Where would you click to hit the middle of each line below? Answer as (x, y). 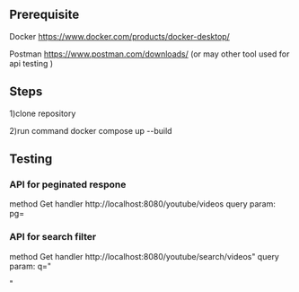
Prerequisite (44, 15)
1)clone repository (43, 113)
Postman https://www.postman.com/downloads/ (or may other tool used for (149, 54)
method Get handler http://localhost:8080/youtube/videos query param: (142, 204)
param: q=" (31, 266)
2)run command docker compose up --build (91, 130)
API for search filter (53, 237)
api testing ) (31, 63)
